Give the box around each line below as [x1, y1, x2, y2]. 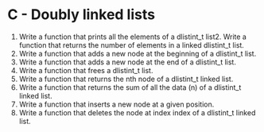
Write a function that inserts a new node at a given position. [18, 99, 215, 109]
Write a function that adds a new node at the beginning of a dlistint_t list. [18, 49, 257, 58]
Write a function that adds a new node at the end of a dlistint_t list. [18, 57, 236, 67]
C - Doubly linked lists [7, 6, 156, 24]
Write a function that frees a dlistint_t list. [18, 65, 153, 75]
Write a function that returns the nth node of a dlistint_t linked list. [18, 74, 234, 83]
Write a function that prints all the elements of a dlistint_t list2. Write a [18, 32, 247, 41]
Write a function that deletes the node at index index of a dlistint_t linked [18, 107, 256, 117]
